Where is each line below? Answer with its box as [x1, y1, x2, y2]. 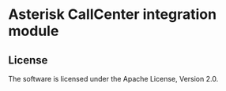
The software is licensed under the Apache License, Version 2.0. [8, 75, 219, 83]
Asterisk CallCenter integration [8, 5, 217, 24]
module [8, 22, 59, 40]
